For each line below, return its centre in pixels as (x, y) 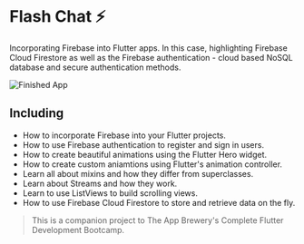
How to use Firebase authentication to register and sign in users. (143, 144)
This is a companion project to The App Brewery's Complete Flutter (157, 220)
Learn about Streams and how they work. (100, 183)
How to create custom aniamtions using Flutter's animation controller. (152, 164)
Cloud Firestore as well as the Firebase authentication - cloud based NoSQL (151, 57)
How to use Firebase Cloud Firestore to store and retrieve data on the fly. (159, 202)
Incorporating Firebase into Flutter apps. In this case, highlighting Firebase (148, 48)
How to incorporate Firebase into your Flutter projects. (124, 135)
